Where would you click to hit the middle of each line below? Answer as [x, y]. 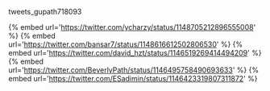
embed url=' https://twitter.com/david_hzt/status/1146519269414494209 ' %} [135, 53]
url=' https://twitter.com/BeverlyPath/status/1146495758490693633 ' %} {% [134, 70]
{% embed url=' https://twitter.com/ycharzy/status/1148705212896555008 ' [132, 27]
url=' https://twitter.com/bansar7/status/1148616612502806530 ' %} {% [126, 44]
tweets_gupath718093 [45, 12]
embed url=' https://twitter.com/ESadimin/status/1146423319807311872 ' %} [133, 79]
